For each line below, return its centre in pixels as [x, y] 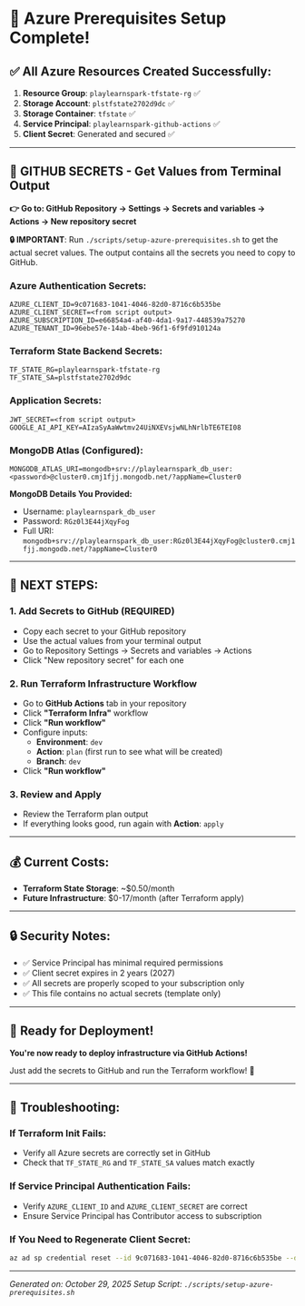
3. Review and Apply [55, 794]
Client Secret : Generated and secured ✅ [98, 134]
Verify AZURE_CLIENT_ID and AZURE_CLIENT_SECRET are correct [135, 1206]
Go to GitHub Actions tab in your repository [104, 703]
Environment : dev [69, 742]
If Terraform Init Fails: [58, 1133]
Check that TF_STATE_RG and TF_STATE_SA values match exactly [139, 1163]
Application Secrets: [56, 401]
